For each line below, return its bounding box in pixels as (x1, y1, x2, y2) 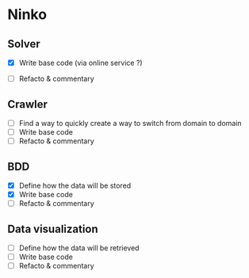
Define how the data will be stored (18, 181, 132, 190)
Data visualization (7, 222, 98, 235)
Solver (7, 37, 40, 51)
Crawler (7, 97, 48, 111)
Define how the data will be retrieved (18, 243, 140, 253)
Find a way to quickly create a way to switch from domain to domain (18, 118, 243, 128)
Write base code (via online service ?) (18, 58, 144, 67)
